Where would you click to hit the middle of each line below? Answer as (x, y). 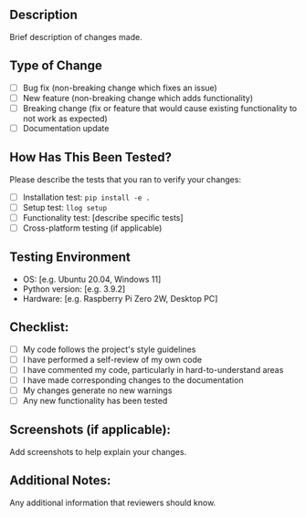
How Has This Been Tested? (90, 157)
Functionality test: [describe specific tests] (103, 217)
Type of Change (56, 66)
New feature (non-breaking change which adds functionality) (138, 98)
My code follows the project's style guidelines (109, 349)
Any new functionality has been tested (95, 400)
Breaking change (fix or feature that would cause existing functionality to (160, 108)
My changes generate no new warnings (97, 390)
